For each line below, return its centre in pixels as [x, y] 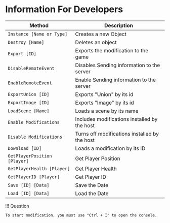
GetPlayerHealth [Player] [39, 168]
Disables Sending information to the [118, 65]
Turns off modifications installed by [117, 134]
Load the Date [92, 193]
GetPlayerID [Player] [34, 177]
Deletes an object [96, 42]
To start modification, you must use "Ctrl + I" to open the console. [81, 215]
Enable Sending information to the [115, 80]
